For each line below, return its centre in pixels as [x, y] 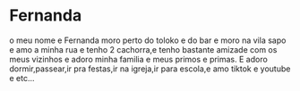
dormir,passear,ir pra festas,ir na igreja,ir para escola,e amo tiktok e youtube [150, 69]
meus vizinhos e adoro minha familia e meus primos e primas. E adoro [139, 59]
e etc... [22, 78]
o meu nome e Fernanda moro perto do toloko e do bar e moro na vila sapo [148, 40]
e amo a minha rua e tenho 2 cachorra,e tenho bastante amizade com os [143, 49]
